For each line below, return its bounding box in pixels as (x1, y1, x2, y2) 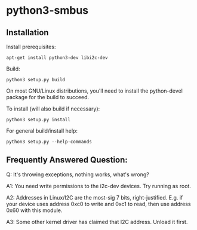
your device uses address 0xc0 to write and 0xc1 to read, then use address (6, 200, 191, 207)
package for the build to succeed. (6, 94, 90, 100)
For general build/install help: (6, 127, 78, 134)
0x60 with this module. (6, 207, 63, 214)
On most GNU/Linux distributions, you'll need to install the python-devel (6, 87, 183, 94)
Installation (6, 27, 49, 38)
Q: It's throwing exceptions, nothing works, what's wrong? (6, 171, 149, 178)
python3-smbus (6, 4, 89, 17)
